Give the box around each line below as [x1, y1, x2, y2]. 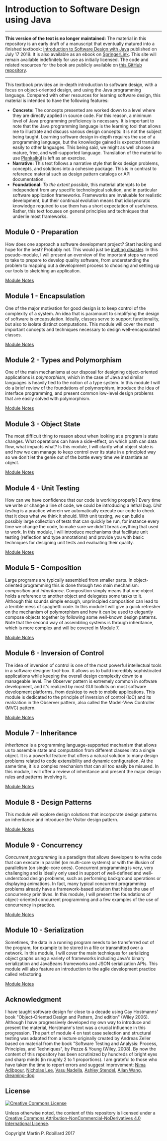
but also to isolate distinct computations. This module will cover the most [5, 321, 155, 327]
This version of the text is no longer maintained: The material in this [5, 35, 147, 41]
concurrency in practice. [5, 902, 56, 908]
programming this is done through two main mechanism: [23, 582, 139, 588]
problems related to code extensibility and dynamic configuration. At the [5, 758, 153, 764]
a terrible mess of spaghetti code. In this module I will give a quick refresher [5, 603, 161, 609]
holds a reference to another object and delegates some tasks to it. [5, 593, 143, 599]
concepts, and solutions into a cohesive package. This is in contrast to [12, 165, 157, 171]
